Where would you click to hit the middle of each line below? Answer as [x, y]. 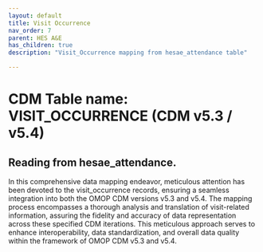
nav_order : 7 [30, 30]
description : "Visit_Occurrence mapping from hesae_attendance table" [128, 53]
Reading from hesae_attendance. [92, 162]
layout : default [35, 16]
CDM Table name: [69, 99]
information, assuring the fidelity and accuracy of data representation [122, 215]
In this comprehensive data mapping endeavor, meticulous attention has [127, 181]
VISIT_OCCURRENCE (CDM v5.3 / [120, 116]
